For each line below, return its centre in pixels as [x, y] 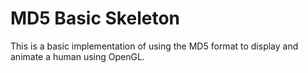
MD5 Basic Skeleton [95, 18]
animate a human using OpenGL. [77, 56]
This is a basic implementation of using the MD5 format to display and [154, 46]
